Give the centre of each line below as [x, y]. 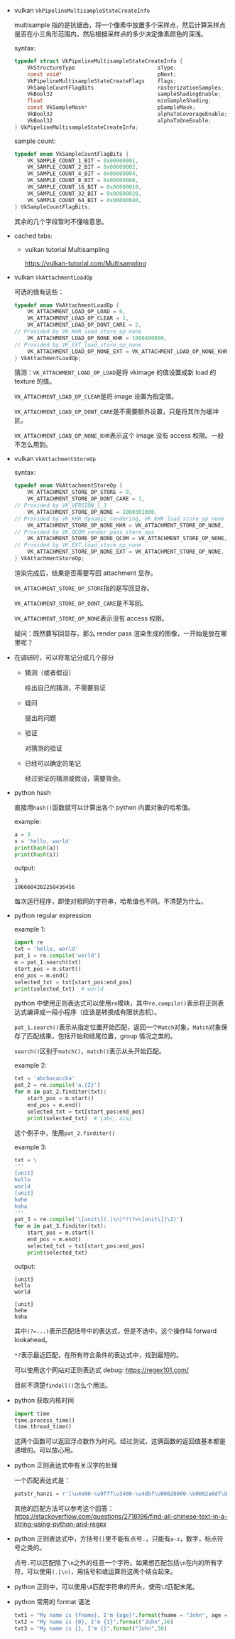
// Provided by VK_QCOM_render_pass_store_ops [84, 532]
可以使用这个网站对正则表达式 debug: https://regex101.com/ [102, 1370]
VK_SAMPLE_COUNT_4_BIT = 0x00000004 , [83, 174]
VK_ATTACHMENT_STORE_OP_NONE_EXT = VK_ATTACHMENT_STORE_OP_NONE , [126, 552]
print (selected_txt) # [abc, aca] [80, 1118]
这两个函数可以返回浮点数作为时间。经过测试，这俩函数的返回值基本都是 [120, 1441]
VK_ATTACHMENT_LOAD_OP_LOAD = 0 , [77, 312]
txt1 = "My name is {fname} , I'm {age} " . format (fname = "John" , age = [121, 1616]
